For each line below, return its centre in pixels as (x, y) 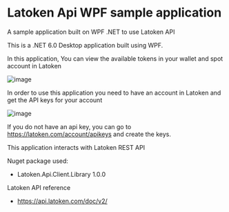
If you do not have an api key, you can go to (69, 126)
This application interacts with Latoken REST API (76, 147)
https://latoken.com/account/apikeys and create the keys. (89, 134)
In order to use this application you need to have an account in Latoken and (114, 93)
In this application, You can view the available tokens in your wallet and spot (115, 58)
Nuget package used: (38, 161)
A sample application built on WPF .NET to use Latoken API (91, 32)
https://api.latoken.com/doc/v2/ (62, 201)
